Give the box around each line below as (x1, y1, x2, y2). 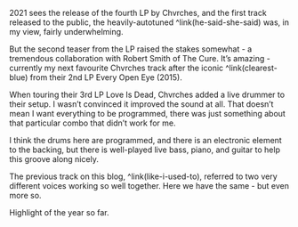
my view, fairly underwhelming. (9, 27, 124, 36)
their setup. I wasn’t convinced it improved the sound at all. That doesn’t (9, 99, 274, 109)
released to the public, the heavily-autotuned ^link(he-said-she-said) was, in (9, 17, 290, 28)
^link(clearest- (225, 62, 278, 73)
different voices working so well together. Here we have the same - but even (9, 181, 289, 191)
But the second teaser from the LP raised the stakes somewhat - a (9, 44, 253, 54)
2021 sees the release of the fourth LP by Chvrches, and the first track (9, 8, 267, 18)
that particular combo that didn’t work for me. (9, 118, 176, 128)
